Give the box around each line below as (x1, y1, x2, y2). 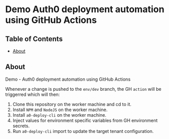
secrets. (12, 123, 30, 129)
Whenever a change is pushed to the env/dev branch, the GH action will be (5, 86, 162, 92)
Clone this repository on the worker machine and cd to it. (12, 101, 132, 107)
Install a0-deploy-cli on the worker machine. (12, 112, 107, 118)
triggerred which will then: (5, 91, 60, 97)
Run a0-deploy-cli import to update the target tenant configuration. (12, 128, 154, 134)
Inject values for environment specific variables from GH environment (12, 117, 158, 123)
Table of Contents (5, 34, 63, 43)
